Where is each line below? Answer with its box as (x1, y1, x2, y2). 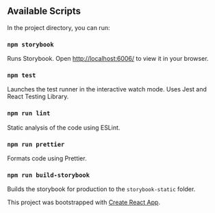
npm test (7, 72, 36, 79)
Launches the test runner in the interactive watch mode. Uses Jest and (7, 85, 207, 94)
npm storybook (7, 40, 54, 48)
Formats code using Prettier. (7, 154, 87, 162)
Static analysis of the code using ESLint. (7, 123, 121, 132)
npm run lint (7, 109, 51, 117)
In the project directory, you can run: (7, 23, 110, 31)
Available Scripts (7, 5, 81, 17)
